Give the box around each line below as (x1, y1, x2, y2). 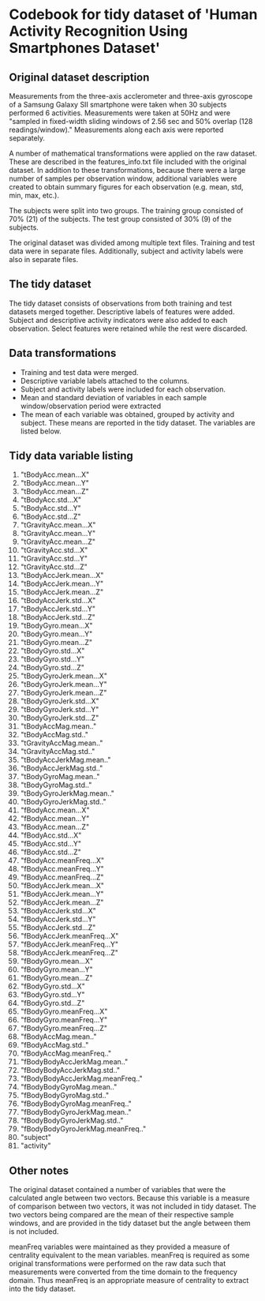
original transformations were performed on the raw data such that (9, 1259, 226, 1269)
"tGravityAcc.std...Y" (20, 554, 88, 564)
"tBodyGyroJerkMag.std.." (20, 797, 107, 807)
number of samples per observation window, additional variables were (9, 174, 237, 183)
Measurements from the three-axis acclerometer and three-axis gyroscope (9, 92, 253, 100)
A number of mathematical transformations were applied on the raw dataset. (9, 148, 257, 158)
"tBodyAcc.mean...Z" (20, 487, 89, 497)
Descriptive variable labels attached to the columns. (20, 376, 190, 385)
